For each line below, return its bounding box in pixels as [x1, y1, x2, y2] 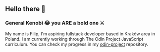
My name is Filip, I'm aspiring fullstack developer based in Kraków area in [5, 30, 155, 37]
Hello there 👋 [5, 5, 46, 13]
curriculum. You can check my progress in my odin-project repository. [5, 41, 149, 47]
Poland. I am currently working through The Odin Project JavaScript [5, 36, 144, 42]
